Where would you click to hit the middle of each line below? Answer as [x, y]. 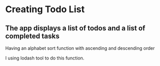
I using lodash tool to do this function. [45, 58]
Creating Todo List [45, 9]
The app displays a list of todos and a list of [75, 28]
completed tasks [32, 36]
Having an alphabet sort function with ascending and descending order [80, 48]
